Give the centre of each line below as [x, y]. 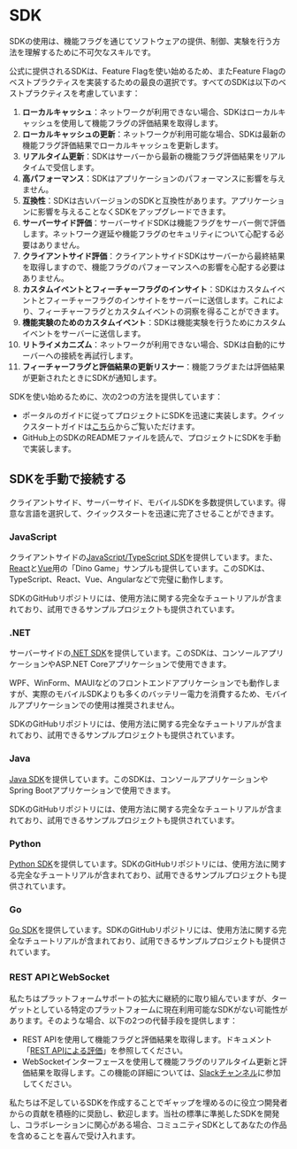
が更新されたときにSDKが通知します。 [91, 377]
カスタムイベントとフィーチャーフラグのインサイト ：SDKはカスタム [146, 289]
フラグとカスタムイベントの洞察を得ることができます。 [183, 311]
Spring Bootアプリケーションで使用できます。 [92, 790]
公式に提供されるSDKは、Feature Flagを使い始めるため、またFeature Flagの [148, 71]
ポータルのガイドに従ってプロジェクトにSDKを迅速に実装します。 [142, 415]
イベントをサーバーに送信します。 [84, 333]
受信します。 [76, 167]
